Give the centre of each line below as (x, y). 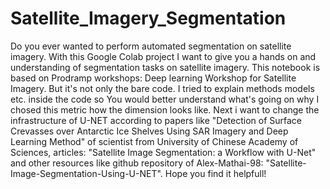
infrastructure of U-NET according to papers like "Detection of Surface (156, 120)
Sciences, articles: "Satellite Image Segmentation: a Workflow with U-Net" (163, 152)
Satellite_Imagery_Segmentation (148, 18)
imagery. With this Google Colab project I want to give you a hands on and (163, 56)
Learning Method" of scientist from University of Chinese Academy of (154, 141)
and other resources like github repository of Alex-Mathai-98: (137, 163)
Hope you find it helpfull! (215, 173)
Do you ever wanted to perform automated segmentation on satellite (151, 46)
